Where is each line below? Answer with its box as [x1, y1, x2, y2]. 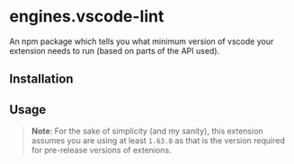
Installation [9, 72, 74, 87]
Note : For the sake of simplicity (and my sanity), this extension [31, 125, 263, 136]
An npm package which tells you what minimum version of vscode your [9, 36, 274, 47]
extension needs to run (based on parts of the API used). [9, 45, 220, 56]
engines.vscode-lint [9, 6, 165, 27]
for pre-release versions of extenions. [31, 145, 173, 156]
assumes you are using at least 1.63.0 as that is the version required [31, 135, 285, 146]
